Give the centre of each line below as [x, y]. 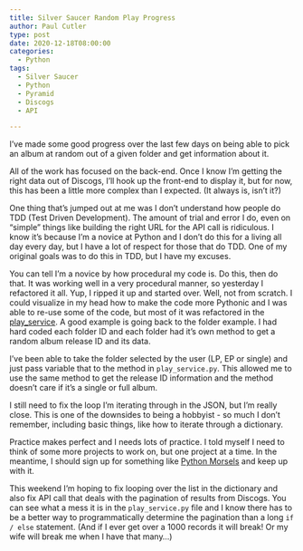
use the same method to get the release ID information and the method [142, 378]
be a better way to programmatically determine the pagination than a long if [151, 517]
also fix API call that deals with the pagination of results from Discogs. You [148, 498]
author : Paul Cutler [48, 26]
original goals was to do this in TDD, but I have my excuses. [120, 256]
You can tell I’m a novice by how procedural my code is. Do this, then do [144, 274]
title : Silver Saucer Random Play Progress [93, 18]
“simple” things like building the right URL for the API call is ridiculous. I [142, 227]
